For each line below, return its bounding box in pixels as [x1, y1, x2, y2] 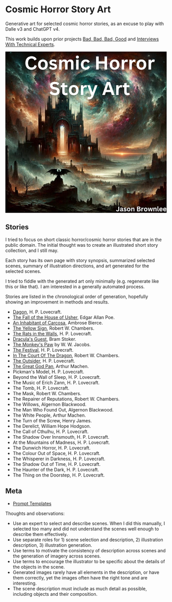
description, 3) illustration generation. [12, 542, 92, 548]
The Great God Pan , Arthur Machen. [12, 363, 89, 369]
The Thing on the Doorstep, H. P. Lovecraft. [12, 472, 105, 478]
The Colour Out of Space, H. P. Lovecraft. [12, 450, 101, 456]
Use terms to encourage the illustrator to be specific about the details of [12, 558, 165, 564]
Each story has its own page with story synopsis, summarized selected [5, 257, 155, 263]
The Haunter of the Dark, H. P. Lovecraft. [12, 466, 99, 472]
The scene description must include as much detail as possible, [12, 585, 147, 592]
